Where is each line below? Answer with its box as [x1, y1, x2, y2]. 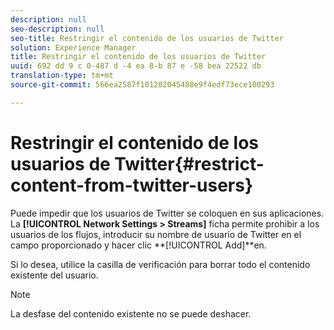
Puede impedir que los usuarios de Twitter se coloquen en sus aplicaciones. [10, 207, 325, 219]
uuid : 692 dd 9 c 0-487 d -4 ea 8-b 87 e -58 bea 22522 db [10, 61, 262, 71]
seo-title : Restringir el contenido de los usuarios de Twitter [10, 33, 284, 43]
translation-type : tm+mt [10, 71, 114, 81]
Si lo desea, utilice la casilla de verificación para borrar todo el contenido [10, 258, 311, 270]
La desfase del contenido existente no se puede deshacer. [10, 307, 252, 320]
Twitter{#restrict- [114, 152, 265, 175]
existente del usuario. [10, 269, 99, 281]
